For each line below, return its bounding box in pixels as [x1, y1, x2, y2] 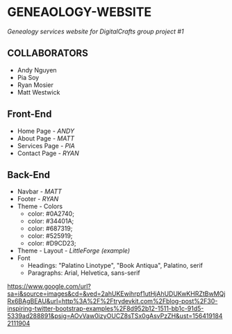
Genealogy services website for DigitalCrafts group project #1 [7, 27, 184, 35]
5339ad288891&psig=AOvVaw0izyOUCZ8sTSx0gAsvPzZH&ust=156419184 [7, 312, 223, 320]
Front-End [7, 109, 52, 120]
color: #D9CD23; [27, 239, 76, 248]
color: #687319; [27, 224, 73, 233]
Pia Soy [17, 73, 40, 81]
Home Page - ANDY [17, 127, 75, 135]
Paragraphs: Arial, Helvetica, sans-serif [27, 269, 140, 277]
